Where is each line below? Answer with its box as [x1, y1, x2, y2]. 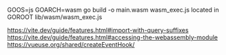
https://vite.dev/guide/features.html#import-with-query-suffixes [7, 26, 189, 34]
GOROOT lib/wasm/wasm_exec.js [7, 13, 103, 21]
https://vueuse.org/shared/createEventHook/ [7, 41, 135, 48]
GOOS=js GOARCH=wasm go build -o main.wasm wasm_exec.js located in [7, 6, 219, 14]
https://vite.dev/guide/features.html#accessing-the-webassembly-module [7, 33, 218, 41]
